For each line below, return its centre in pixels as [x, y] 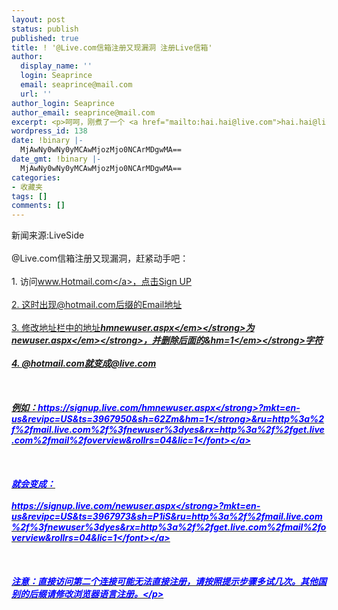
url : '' [36, 94]
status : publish [45, 29]
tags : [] [29, 196]
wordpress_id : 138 [49, 131]
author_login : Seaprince [63, 103]
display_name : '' [56, 66]
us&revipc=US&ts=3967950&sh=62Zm [95, 419]
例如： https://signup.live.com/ [77, 408]
